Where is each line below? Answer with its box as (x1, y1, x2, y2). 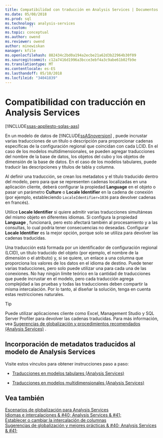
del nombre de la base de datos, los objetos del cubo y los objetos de (5, 153, 145, 159)
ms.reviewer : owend (5, 39, 45, 44)
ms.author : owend (5, 35, 41, 40)
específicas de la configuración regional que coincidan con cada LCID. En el (5, 143, 158, 149)
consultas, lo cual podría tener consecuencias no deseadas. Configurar (5, 224, 149, 230)
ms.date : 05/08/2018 (5, 12, 47, 17)
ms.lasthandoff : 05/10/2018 (5, 71, 62, 76)
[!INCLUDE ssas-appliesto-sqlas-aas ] (5, 123, 80, 129)
